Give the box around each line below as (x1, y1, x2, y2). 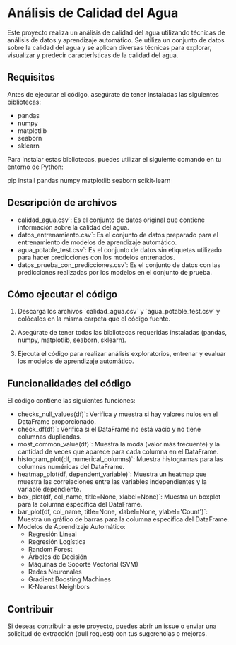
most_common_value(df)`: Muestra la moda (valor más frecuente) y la (17, 440, 220, 449)
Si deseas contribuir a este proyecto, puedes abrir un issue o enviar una (7, 622, 217, 630)
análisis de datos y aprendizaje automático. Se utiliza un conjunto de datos (7, 35, 225, 44)
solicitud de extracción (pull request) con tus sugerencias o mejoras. (7, 629, 207, 637)
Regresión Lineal (28, 530, 77, 538)
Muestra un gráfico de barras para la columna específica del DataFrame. (17, 515, 230, 523)
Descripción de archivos (7, 196, 117, 209)
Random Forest (28, 545, 73, 554)
